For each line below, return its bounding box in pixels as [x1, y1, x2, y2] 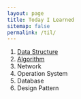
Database [16, 76, 44, 85]
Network [16, 62, 42, 70]
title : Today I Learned [7, 16, 75, 23]
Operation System [16, 70, 68, 78]
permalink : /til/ [7, 29, 56, 36]
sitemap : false [7, 23, 50, 29]
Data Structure [16, 48, 59, 56]
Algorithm [16, 55, 45, 63]
